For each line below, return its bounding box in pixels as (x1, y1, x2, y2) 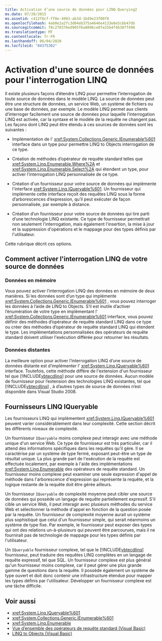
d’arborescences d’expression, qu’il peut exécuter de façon (12, 196, 131, 202)
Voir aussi (5, 597, 36, 605)
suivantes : (5, 127, 27, 133)
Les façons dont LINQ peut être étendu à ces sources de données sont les (5, 121, 153, 127)
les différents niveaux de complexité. (5, 426, 78, 432)
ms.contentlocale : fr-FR (5, 34, 55, 39)
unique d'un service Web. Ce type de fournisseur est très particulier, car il (5, 440, 152, 446)
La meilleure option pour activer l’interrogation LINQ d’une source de (5, 357, 142, 363)
